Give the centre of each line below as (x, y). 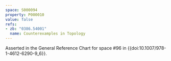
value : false (19, 19)
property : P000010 (25, 15)
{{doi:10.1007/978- (147, 48)
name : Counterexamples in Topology (48, 34)
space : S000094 (21, 10)
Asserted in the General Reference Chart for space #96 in (66, 48)
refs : (11, 24)
